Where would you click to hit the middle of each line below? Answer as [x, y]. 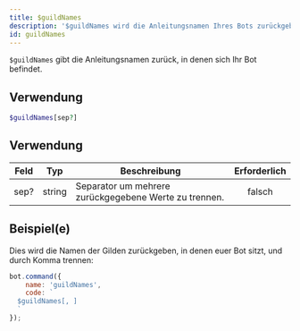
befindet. [26, 69]
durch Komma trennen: [51, 259]
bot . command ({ [36, 276]
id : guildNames [37, 34]
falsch [260, 191]
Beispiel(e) [40, 229]
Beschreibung [150, 171]
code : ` [39, 293]
